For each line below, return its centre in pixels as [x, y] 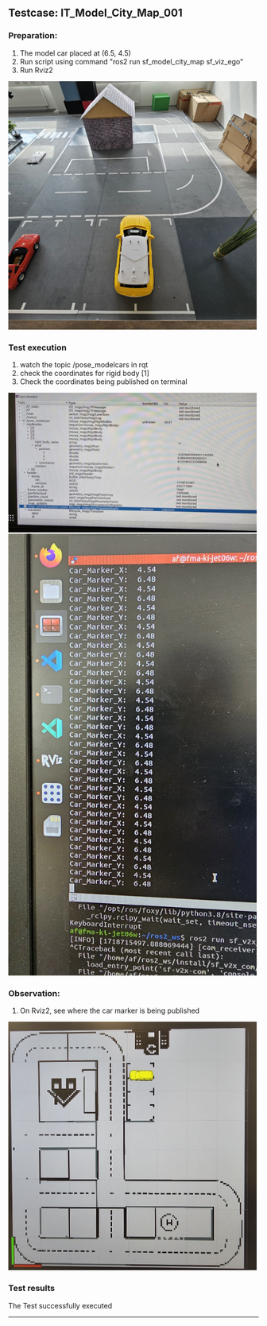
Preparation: [33, 36]
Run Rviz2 [36, 70]
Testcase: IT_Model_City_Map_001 [95, 13]
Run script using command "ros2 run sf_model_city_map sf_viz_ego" [132, 61]
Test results [32, 1289]
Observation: [34, 994]
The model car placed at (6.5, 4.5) [75, 53]
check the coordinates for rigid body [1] [84, 373]
